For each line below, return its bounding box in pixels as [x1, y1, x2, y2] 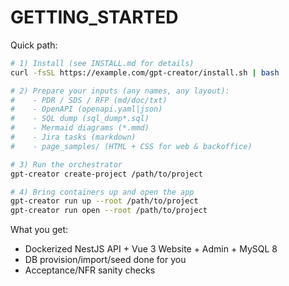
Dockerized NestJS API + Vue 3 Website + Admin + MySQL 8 [24, 243, 278, 255]
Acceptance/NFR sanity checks [24, 264, 156, 276]
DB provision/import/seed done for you [24, 254, 187, 266]
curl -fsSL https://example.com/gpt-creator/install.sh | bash [10, 67, 280, 78]
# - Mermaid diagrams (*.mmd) [10, 123, 150, 133]
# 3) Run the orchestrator [10, 159, 123, 170]
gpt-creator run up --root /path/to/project [10, 196, 199, 206]
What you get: [10, 224, 69, 236]
